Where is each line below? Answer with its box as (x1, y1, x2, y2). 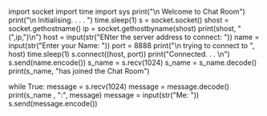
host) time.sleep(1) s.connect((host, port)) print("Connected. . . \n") (8, 50, 230, 58)
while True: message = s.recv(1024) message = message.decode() (8, 82, 230, 91)
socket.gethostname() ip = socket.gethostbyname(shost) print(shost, (8, 24, 237, 33)
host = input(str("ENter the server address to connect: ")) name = (42, 32, 260, 42)
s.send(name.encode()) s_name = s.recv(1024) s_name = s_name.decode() (8, 58, 257, 67)
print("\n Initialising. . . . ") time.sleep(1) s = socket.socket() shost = (8, 15, 229, 25)
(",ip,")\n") (8, 32, 42, 42)
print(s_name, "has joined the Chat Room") (8, 66, 150, 75)
